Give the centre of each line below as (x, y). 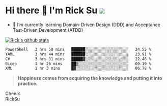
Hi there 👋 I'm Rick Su (51, 10)
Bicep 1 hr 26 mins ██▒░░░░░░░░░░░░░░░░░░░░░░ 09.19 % (78, 63)
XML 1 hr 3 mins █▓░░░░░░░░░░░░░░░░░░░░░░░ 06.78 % (78, 69)
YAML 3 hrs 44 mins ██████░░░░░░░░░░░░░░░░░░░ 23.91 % (78, 54)
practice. (27, 83)
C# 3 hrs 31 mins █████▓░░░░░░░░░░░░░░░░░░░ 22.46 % (78, 59)
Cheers (13, 94)
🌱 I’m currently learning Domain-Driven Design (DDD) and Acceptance (86, 25)
